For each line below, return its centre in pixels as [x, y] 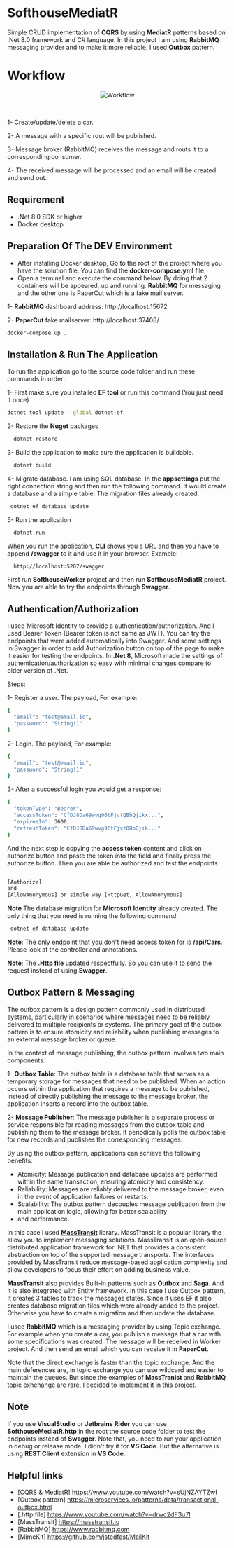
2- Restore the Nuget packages [53, 426]
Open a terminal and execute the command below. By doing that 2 [112, 278]
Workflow [36, 76]
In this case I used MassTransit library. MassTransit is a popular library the [115, 1232]
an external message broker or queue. [62, 1039]
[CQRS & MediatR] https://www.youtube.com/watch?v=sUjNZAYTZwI [117, 1492]
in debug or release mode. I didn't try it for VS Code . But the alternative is [113, 1446]
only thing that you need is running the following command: [93, 916]
